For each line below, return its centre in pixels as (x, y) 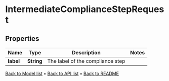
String (35, 61)
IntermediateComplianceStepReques (85, 9)
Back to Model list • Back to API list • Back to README (62, 73)
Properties (22, 38)
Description (86, 53)
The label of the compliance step (86, 61)
